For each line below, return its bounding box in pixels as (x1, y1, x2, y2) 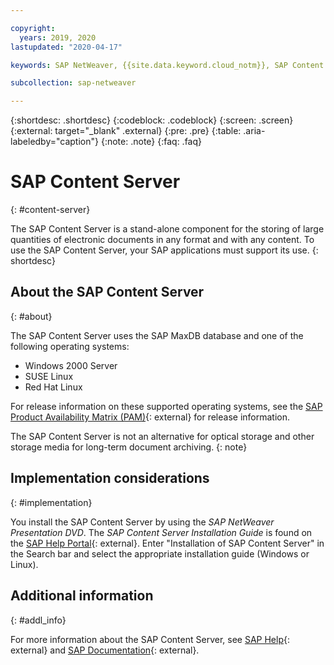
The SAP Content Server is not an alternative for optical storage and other (10, 430, 315, 442)
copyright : (10, 23, 56, 33)
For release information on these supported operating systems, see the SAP (10, 400, 323, 412)
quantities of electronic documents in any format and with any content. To (10, 234, 315, 246)
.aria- (243, 125, 266, 137)
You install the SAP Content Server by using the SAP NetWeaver (10, 516, 275, 528)
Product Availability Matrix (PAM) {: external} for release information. (10, 411, 291, 423)
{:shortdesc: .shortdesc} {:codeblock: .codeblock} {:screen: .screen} (10, 114, 294, 126)
